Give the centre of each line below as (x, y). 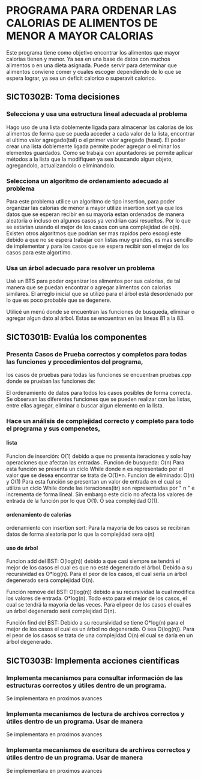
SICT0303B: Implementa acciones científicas (93, 661)
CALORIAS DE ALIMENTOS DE (82, 23)
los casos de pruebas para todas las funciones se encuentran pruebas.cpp (99, 374)
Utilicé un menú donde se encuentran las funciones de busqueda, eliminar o (100, 312)
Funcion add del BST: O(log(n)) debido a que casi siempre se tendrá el (93, 561)
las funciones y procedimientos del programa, (75, 362)
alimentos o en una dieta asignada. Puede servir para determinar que (91, 65)
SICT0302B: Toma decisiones (63, 97)
